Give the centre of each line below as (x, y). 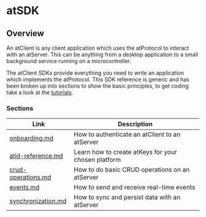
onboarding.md (32, 139)
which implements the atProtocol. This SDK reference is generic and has (98, 79)
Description (135, 124)
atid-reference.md (36, 156)
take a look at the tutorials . (40, 92)
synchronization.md (38, 201)
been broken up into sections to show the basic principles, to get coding (97, 86)
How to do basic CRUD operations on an (132, 170)
